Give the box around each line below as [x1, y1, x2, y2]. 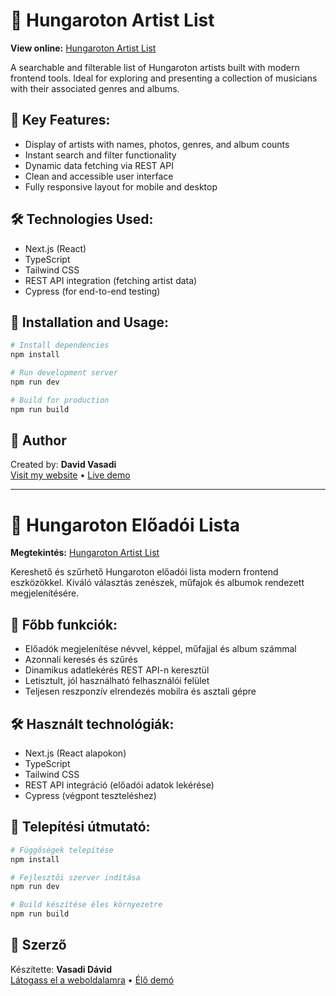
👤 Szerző [10, 937, 67, 954]
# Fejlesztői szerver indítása [10, 872, 141, 883]
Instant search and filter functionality [24, 149, 177, 161]
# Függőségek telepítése [10, 845, 114, 855]
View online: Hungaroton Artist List [10, 42, 157, 54]
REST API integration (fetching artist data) [24, 274, 198, 286]
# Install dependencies [10, 340, 110, 351]
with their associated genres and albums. [10, 82, 180, 94]
